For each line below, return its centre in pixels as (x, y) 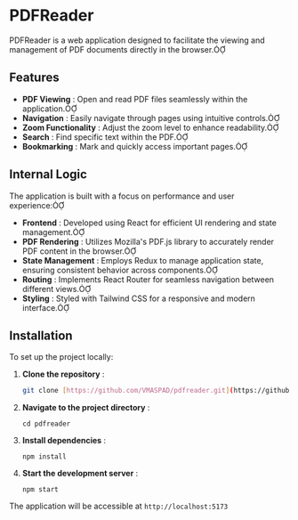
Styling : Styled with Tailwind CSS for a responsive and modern (139, 298)
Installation (41, 335)
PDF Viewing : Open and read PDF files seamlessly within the (135, 99)
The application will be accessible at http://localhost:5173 (119, 506)
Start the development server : (80, 474)
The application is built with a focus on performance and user (122, 196)
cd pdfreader (46, 424)
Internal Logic (48, 175)
